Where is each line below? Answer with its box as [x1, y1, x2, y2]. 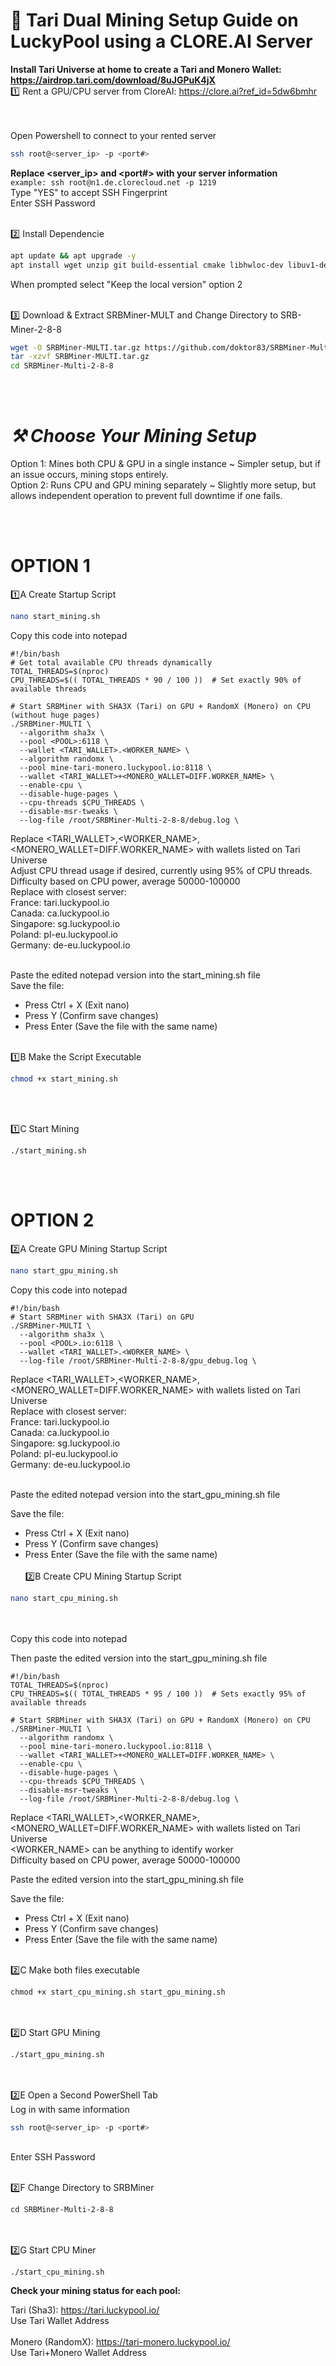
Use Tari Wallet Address [10, 2315, 110, 2327]
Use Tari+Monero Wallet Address [10, 2347, 147, 2359]
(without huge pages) [10, 710, 101, 720]
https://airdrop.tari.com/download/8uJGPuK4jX [10, 74, 216, 86]
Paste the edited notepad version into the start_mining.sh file [10, 969, 261, 981]
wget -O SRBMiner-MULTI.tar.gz [10, 342, 141, 353]
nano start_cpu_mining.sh [10, 1593, 118, 1603]
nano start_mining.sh [10, 612, 101, 622]
